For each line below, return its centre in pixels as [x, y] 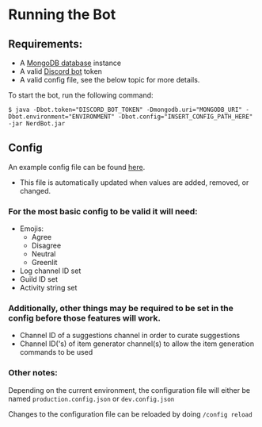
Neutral [44, 254]
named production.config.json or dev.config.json [91, 398]
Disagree [46, 246]
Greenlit [44, 263]
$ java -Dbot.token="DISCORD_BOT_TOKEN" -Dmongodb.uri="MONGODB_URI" [125, 110]
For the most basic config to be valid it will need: [103, 211]
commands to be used [56, 352]
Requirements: [46, 44]
